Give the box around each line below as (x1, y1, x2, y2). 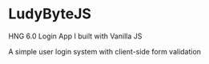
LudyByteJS (8, 5, 92, 23)
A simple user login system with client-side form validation (8, 46, 202, 56)
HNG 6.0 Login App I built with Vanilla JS (8, 31, 143, 41)
